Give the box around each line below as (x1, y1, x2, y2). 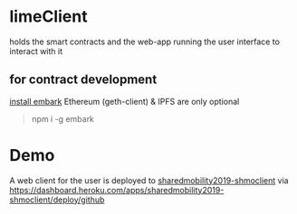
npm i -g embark (31, 113, 95, 124)
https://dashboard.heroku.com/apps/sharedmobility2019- (9, 184, 225, 195)
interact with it (9, 45, 63, 56)
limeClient (9, 6, 88, 27)
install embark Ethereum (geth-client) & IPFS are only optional (9, 96, 240, 107)
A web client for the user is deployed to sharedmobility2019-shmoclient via (9, 174, 289, 186)
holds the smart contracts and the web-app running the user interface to (9, 36, 281, 47)
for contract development (9, 72, 158, 88)
